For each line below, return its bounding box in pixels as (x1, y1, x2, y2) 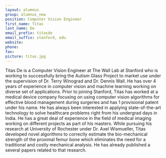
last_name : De (5, 26, 35, 31)
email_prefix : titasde (5, 30, 53, 35)
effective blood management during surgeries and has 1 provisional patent (5, 99, 159, 105)
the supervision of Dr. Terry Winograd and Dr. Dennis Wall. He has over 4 (5, 78, 156, 84)
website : (5, 40, 24, 45)
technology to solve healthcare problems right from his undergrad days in (5, 110, 157, 116)
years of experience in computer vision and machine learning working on (5, 83, 156, 89)
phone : (5, 44, 19, 49)
